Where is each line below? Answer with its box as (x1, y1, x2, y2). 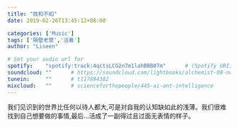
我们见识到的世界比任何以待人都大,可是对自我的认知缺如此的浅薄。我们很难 (7, 102, 227, 111)
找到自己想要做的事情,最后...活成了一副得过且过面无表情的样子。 (7, 111, 195, 120)
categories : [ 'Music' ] (7, 30, 74, 37)
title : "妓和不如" (7, 10, 58, 18)
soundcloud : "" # (7, 69, 74, 76)
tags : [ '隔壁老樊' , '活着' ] (7, 36, 81, 43)
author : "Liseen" (7, 43, 59, 50)
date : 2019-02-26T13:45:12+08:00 (7, 17, 106, 24)
